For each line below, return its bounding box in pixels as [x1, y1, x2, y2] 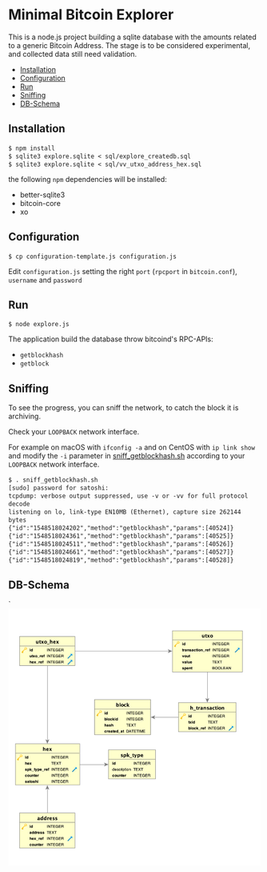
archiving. [8, 411, 42, 422]
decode [8, 500, 30, 508]
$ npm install [8, 144, 56, 152]
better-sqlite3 [19, 190, 66, 200]
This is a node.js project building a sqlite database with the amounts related [8, 32, 257, 42]
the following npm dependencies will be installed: [8, 174, 168, 184]
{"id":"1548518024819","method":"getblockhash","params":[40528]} [8, 556, 234, 564]
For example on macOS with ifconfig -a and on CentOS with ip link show [8, 442, 256, 452]
